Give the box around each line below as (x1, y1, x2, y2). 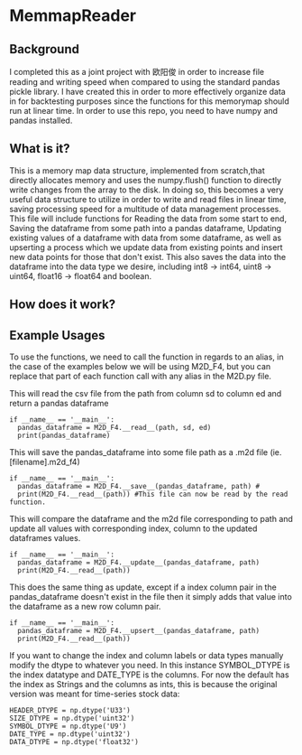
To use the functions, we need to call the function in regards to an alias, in (9, 351, 284, 362)
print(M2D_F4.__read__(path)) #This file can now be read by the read (17, 489, 288, 499)
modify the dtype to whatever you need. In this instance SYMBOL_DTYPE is (9, 660, 290, 671)
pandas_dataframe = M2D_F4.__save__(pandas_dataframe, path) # (17, 482, 260, 491)
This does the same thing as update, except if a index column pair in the (9, 582, 277, 592)
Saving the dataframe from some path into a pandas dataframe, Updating (9, 222, 282, 233)
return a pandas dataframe (9, 398, 109, 409)
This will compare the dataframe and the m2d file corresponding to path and (9, 514, 293, 525)
